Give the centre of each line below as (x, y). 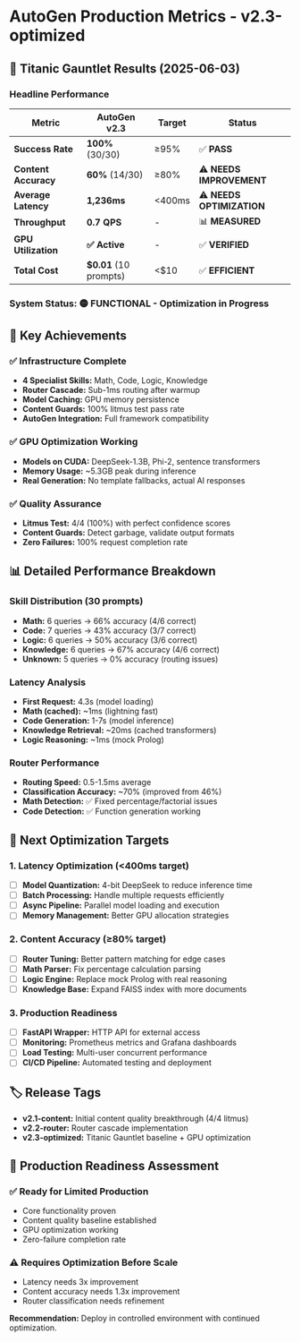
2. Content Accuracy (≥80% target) (88, 939)
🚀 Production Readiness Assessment (114, 1166)
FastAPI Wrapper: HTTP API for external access (111, 1032)
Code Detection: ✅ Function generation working (111, 811)
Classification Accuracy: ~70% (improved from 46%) (122, 792)
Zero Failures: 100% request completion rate (105, 543)
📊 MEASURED (230, 221)
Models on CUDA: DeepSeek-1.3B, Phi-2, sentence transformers (141, 461)
